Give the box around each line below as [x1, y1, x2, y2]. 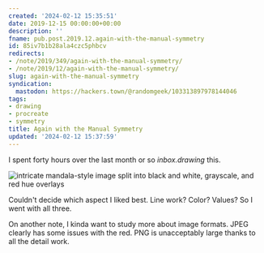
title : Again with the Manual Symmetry [8, 125, 143, 133]
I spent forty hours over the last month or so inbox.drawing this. [8, 155, 221, 165]
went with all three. [8, 204, 72, 213]
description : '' [8, 27, 63, 35]
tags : [8, 95, 27, 103]
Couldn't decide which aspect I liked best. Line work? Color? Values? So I [8, 195, 253, 204]
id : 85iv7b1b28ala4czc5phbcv [8, 42, 107, 50]
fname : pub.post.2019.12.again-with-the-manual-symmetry [8, 34, 205, 43]
